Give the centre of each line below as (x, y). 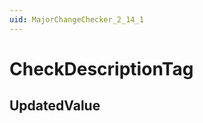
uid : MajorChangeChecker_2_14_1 (76, 19)
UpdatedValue (55, 106)
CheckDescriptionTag (101, 68)
